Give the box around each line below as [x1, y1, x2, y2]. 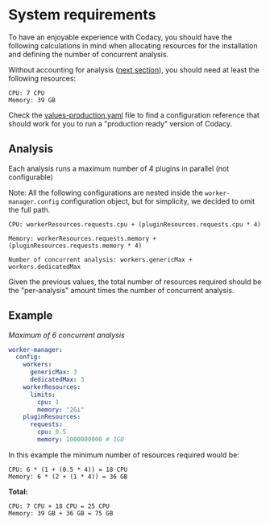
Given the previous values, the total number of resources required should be [8, 276, 262, 287]
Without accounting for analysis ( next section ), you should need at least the [8, 64, 260, 74]
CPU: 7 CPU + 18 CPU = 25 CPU [8, 502, 110, 511]
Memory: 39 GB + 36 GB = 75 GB [8, 509, 114, 517]
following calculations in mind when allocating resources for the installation [8, 40, 258, 50]
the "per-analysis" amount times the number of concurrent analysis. [8, 285, 235, 295]
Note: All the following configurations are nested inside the [8, 188, 203, 197]
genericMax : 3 [29, 368, 78, 376]
